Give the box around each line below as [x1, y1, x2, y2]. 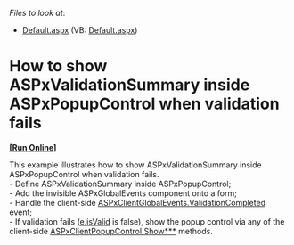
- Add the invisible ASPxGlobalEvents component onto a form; [9, 187, 238, 199]
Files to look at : [9, 8, 66, 18]
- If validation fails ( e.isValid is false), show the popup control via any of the [9, 216, 285, 226]
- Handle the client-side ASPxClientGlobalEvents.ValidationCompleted [9, 197, 265, 208]
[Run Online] [9, 142, 57, 152]
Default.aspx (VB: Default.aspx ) [21, 25, 138, 35]
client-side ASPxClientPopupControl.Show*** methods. [9, 225, 214, 236]
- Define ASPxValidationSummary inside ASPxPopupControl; [9, 178, 232, 189]
